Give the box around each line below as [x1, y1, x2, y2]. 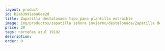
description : [5, 34, 32, 39]
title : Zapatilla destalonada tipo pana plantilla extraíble [5, 16, 133, 21]
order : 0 [5, 39, 23, 44]
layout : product [5, 7, 38, 12]
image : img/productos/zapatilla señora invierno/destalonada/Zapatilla [5, 20, 155, 26]
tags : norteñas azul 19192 [5, 30, 60, 34]
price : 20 [5, 25, 26, 30]
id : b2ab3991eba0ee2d [5, 12, 50, 17]
